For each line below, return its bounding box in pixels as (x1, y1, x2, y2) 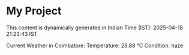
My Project (6, 4, 62, 18)
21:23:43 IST (6, 30, 38, 37)
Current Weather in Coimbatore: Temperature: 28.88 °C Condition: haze (6, 42, 184, 49)
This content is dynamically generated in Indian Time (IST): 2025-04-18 (6, 24, 183, 31)
